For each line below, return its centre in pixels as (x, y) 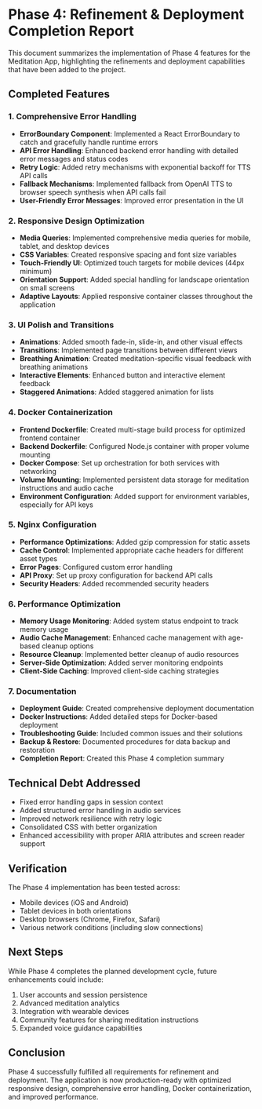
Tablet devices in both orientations (75, 911)
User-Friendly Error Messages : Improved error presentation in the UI (132, 200)
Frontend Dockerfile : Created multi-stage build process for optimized (132, 429)
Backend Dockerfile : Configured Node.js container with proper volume (134, 446)
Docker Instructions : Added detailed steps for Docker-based (118, 717)
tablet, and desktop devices (64, 246)
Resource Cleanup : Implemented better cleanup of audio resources (129, 655)
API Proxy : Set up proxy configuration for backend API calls (116, 575)
